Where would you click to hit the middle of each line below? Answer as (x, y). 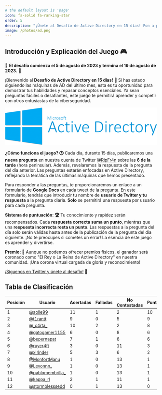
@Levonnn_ (40, 366)
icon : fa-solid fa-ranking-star (37, 15)
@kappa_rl (40, 380)
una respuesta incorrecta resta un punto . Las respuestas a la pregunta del (80, 227)
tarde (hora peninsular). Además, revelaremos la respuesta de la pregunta (79, 165)
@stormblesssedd (47, 386)
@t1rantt (38, 319)
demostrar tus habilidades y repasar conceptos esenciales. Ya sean (72, 90)
